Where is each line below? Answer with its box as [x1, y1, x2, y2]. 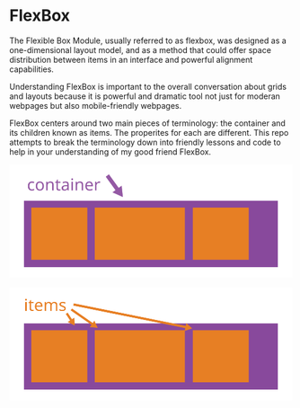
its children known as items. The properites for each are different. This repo [9, 127, 289, 137]
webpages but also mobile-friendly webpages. [9, 100, 182, 111]
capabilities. [9, 64, 54, 75]
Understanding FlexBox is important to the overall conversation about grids [9, 81, 287, 92]
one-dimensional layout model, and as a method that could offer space [9, 44, 272, 55]
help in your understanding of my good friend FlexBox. [9, 146, 212, 157]
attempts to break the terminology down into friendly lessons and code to [9, 137, 281, 147]
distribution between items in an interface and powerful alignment [9, 54, 253, 65]
